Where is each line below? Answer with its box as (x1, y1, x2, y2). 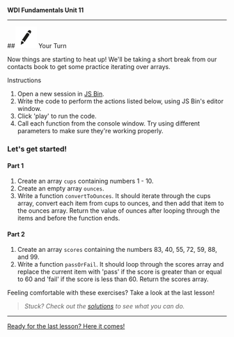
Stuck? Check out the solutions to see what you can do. (24, 302, 185, 310)
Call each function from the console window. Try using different (17, 119, 201, 128)
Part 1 (7, 161, 24, 170)
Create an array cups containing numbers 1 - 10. (17, 177, 154, 186)
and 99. (17, 253, 40, 261)
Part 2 (7, 230, 26, 238)
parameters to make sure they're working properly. (17, 127, 164, 135)
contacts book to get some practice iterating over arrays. (7, 63, 171, 70)
